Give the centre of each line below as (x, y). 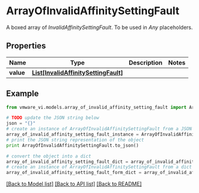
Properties (26, 46)
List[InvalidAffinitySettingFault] (77, 72)
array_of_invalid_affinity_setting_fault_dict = (67, 162)
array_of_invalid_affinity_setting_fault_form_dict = (74, 173)
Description (146, 62)
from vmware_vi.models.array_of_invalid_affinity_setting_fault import (96, 107)
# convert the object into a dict (49, 156)
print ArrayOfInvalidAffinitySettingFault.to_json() (73, 145)
